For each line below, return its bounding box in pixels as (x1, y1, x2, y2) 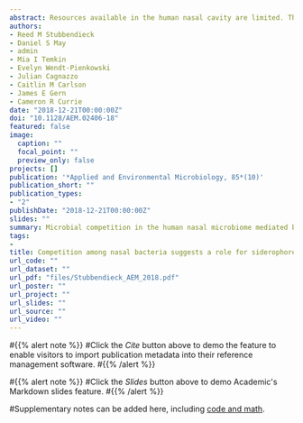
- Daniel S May (9, 38, 67, 48)
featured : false (9, 123, 70, 132)
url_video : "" (9, 315, 63, 325)
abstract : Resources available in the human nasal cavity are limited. (9, 13, 284, 23)
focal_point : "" (17, 147, 78, 156)
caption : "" (17, 139, 63, 148)
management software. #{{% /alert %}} (9, 359, 156, 370)
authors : (9, 22, 42, 31)
